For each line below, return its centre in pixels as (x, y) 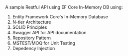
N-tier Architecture (32, 22)
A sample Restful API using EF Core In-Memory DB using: (64, 7)
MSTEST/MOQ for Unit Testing (44, 43)
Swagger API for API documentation (49, 32)
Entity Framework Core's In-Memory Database (60, 17)
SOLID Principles (30, 27)
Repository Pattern (32, 38)
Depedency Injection (34, 48)
